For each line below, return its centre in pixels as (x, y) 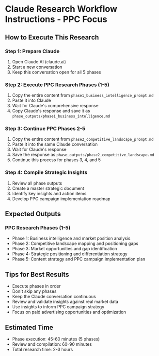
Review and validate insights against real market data (65, 302)
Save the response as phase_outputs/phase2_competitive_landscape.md (83, 155)
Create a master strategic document (48, 188)
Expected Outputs (33, 214)
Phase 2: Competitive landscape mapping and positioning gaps (75, 244)
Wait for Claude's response (39, 150)
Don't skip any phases (34, 291)
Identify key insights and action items (49, 193)
